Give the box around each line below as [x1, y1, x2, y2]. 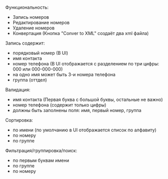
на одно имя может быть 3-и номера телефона [12, 71, 116, 78]
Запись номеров [12, 14, 49, 20]
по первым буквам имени [12, 157, 70, 163]
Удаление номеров [12, 25, 55, 31]
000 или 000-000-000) [12, 66, 63, 72]
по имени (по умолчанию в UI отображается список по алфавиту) [12, 127, 157, 133]
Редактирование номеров [12, 20, 70, 25]
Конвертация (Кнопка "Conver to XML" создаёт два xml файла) [12, 30, 149, 36]
